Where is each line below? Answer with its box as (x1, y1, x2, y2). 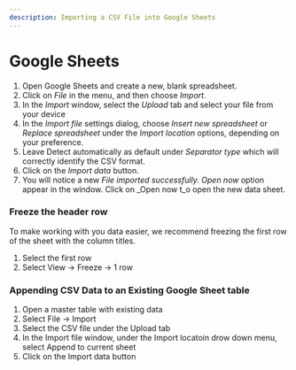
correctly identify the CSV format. (21, 156, 146, 166)
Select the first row (21, 252, 92, 263)
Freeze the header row (9, 205, 108, 218)
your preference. (21, 136, 84, 147)
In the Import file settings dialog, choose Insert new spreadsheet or (21, 118, 269, 128)
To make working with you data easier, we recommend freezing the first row (9, 226, 287, 236)
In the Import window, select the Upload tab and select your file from (21, 99, 274, 110)
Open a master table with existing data (21, 304, 163, 315)
